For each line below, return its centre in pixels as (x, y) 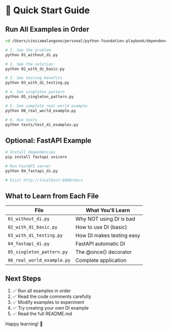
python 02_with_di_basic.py (35, 69)
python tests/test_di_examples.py (42, 124)
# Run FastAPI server (28, 166)
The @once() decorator (104, 252)
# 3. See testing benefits (34, 78)
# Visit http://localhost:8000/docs (44, 180)
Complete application (101, 261)
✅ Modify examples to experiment (48, 302)
